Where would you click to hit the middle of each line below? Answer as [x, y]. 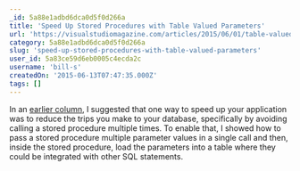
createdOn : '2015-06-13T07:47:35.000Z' [83, 76]
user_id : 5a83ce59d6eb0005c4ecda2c [75, 59]
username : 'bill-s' [46, 68]
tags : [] [25, 84]
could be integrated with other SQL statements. [96, 156]
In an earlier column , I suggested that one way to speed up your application [148, 109]
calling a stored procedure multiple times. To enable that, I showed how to [145, 128]
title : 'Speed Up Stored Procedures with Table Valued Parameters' [137, 26]
